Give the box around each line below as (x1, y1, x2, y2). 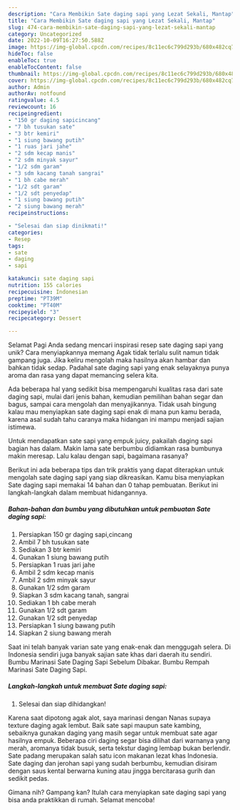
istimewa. (8, 422, 36, 432)
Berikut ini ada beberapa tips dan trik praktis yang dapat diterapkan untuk (8, 465, 224, 475)
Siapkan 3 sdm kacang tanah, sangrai (18, 591, 129, 599)
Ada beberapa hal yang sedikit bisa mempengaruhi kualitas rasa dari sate (8, 385, 224, 393)
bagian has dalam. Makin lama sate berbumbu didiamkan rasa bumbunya (8, 444, 223, 453)
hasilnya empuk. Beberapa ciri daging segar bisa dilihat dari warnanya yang (8, 736, 230, 745)
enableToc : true (8, 57, 56, 64)
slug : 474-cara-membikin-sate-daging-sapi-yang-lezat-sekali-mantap (8, 24, 216, 31)
